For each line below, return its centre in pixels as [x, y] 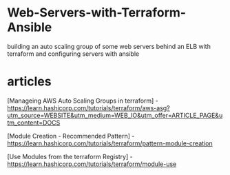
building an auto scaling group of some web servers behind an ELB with [109, 46]
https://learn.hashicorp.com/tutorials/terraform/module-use [92, 164]
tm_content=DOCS [34, 123]
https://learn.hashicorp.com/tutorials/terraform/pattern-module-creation [110, 143]
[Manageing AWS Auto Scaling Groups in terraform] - [83, 101]
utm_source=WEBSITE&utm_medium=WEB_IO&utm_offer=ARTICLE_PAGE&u [115, 115]
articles [29, 82]
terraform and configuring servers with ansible [73, 54]
